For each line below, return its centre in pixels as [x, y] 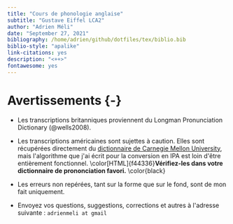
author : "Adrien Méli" [40, 27]
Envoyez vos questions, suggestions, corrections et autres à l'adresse [118, 205]
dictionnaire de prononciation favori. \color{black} [91, 170]
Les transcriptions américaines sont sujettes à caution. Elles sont [111, 141]
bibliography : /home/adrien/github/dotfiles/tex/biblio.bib [97, 40]
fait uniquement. [41, 191]
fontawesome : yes [33, 66]
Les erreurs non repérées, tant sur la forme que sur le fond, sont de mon [122, 184]
